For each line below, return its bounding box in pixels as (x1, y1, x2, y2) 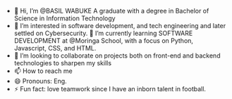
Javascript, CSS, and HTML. (13, 44, 97, 52)
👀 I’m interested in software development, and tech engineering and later (13, 22, 226, 29)
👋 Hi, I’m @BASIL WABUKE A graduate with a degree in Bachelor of (13, 7, 209, 15)
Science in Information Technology (13, 14, 116, 22)
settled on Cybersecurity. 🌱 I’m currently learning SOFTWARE (13, 29, 193, 37)
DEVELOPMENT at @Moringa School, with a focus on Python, (13, 37, 194, 45)
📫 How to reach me (13, 67, 73, 75)
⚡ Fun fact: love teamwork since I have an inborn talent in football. (13, 85, 207, 93)
